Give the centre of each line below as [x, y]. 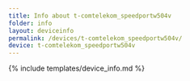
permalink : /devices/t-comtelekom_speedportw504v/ [95, 38]
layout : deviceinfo [41, 30]
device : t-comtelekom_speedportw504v [72, 46]
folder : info [30, 23]
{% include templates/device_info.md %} [77, 68]
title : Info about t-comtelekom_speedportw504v [90, 16]
